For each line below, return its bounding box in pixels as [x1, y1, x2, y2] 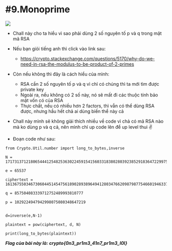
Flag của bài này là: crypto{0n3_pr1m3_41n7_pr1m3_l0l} [5, 240, 127, 246]
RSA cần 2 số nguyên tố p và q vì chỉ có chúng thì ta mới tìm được [20, 81, 160, 87]
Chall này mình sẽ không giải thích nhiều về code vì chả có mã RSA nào [12, 118, 164, 124]
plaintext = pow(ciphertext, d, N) [5, 222, 81, 227]
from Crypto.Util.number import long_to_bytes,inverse [5, 145, 125, 151]
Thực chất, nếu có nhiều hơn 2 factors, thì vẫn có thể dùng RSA [20, 103, 155, 109]
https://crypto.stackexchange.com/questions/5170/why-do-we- [20, 55, 155, 62]
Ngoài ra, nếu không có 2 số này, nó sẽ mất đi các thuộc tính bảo [20, 91, 158, 98]
